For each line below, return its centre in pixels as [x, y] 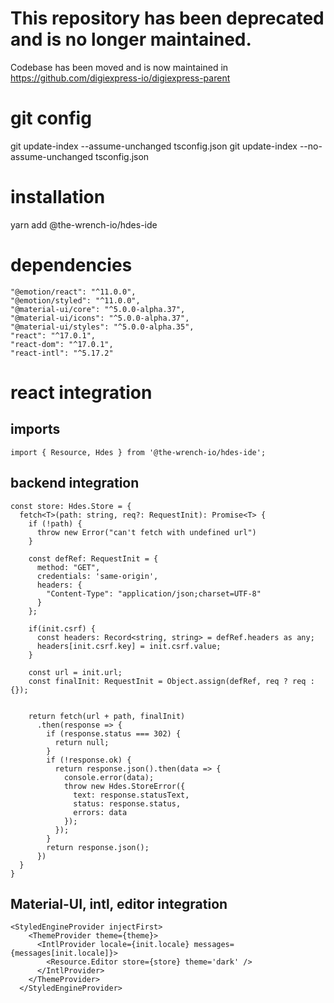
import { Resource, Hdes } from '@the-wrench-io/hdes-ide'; [138, 452]
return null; [82, 742]
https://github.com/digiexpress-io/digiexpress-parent [120, 78]
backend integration [75, 483]
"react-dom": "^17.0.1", [62, 344]
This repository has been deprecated [167, 18]
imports [35, 429]
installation [58, 197]
